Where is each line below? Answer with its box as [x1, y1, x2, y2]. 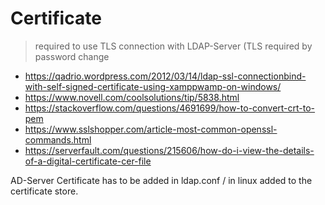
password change [34, 50, 110, 62]
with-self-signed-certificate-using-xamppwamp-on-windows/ [24, 80, 282, 92]
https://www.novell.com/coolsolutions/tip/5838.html [24, 91, 240, 103]
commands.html [24, 133, 92, 146]
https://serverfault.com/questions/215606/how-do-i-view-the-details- [24, 144, 315, 156]
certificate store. [10, 185, 79, 197]
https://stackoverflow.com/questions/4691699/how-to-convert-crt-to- [24, 102, 316, 114]
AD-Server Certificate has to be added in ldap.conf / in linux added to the [10, 174, 313, 186]
